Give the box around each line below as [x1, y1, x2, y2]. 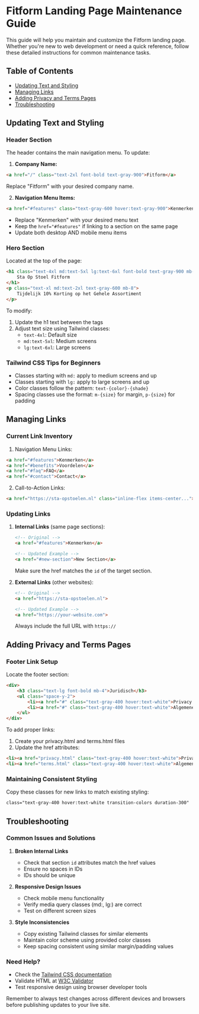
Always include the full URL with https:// [14, 622, 117, 629]
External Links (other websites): [14, 578, 94, 586]
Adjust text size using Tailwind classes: [14, 325, 111, 332]
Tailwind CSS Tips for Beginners [6, 359, 101, 367]
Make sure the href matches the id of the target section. [14, 567, 152, 574]
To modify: [6, 307, 33, 314]
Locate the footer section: [6, 671, 69, 678]
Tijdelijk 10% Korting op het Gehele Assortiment [17, 290, 142, 297]
